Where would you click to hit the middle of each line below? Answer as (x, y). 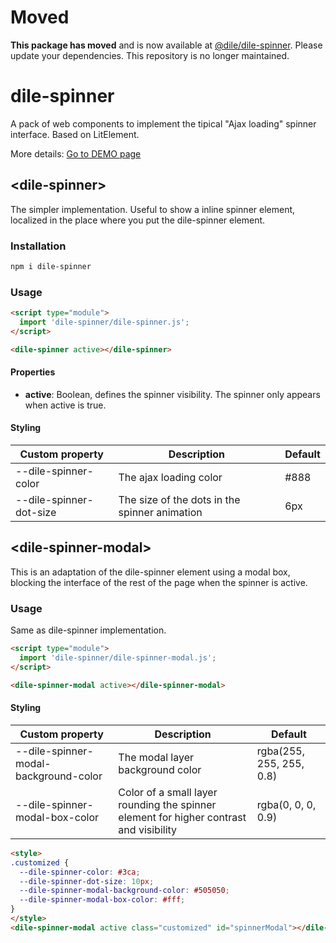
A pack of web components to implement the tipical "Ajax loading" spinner (163, 123)
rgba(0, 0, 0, (286, 804)
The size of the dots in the (179, 500)
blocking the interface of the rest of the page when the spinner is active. (159, 582)
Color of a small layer (168, 792)
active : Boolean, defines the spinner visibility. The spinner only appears (172, 394)
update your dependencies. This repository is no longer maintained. (150, 55)
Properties (33, 372)
